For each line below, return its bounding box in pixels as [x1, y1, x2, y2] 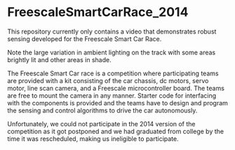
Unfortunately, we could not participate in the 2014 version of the [7, 119, 196, 128]
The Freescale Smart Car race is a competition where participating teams [7, 69, 219, 77]
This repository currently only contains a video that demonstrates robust [7, 27, 217, 36]
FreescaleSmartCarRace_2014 [7, 4, 189, 20]
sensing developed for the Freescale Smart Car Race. [7, 34, 162, 43]
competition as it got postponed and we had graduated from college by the [7, 127, 224, 135]
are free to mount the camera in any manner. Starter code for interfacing [7, 91, 217, 100]
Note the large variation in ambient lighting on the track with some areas [7, 48, 216, 57]
